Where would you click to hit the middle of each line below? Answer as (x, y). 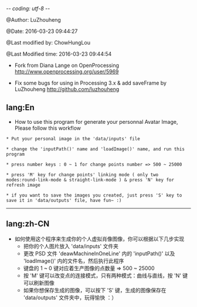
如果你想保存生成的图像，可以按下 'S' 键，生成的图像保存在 (95, 290)
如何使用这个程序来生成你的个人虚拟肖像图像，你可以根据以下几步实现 (99, 239)
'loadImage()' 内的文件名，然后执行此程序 (74, 261)
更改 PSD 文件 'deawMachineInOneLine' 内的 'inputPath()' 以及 (99, 253)
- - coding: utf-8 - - (28, 9)
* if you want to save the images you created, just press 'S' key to (94, 195)
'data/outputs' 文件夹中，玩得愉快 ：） (70, 297)
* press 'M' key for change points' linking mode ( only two (82, 175)
